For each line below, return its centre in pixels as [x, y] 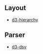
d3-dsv [19, 47]
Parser [15, 35]
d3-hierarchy [25, 19]
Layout [15, 8]
